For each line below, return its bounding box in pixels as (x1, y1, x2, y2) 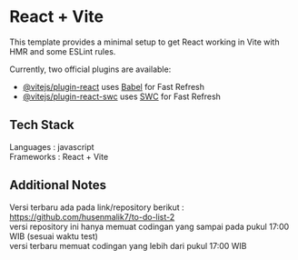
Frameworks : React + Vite (9, 151, 109, 162)
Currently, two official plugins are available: (9, 64, 172, 75)
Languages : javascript (9, 141, 94, 152)
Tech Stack (9, 117, 74, 133)
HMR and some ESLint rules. (9, 45, 116, 56)
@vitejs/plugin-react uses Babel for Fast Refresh (22, 81, 205, 92)
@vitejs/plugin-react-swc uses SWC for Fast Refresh (22, 91, 221, 102)
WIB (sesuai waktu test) (9, 230, 98, 242)
